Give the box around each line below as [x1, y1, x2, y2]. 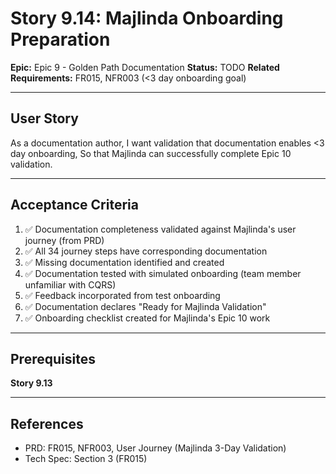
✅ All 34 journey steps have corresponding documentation [24, 245, 268, 257]
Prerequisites [10, 350, 96, 367]
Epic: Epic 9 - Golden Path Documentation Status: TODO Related [10, 61, 280, 73]
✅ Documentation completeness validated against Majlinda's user [24, 223, 297, 235]
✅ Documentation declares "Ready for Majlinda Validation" [24, 300, 267, 312]
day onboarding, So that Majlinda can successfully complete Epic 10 [10, 147, 292, 159]
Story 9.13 [10, 377, 53, 389]
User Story [10, 110, 79, 127]
